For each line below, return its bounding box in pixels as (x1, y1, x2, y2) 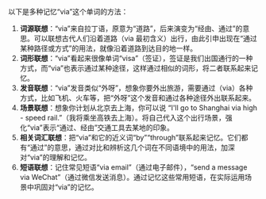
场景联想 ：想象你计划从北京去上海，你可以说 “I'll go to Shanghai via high (19, 103, 258, 113)
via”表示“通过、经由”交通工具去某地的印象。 (29, 123, 175, 132)
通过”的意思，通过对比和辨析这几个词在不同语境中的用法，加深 (29, 143, 236, 152)
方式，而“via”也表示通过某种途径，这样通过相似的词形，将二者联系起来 (19, 63, 252, 73)
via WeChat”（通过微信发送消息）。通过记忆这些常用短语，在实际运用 (19, 173, 245, 182)
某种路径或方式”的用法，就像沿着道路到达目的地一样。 (19, 44, 197, 53)
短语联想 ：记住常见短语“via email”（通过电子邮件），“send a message (19, 163, 248, 172)
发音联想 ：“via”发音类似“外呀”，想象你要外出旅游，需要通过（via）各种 (19, 83, 253, 93)
